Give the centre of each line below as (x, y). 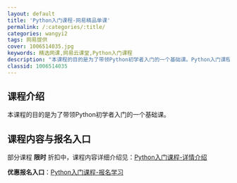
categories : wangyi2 (38, 33)
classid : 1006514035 (38, 66)
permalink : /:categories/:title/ (56, 27)
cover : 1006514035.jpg (41, 46)
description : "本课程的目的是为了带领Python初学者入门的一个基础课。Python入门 (114, 60)
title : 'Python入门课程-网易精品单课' (59, 20)
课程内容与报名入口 (49, 139)
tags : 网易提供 (28, 40)
